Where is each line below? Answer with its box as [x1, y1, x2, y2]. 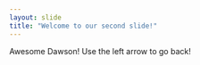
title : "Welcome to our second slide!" [9, 21, 158, 30]
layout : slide [9, 12, 62, 22]
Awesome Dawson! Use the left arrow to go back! [9, 45, 192, 56]
